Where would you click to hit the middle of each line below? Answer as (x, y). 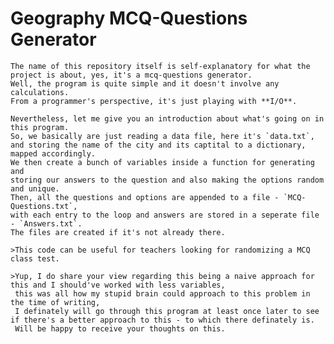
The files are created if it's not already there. (118, 232)
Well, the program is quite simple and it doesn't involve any (145, 83)
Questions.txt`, (44, 206)
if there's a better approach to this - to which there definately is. (162, 320)
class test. (35, 258)
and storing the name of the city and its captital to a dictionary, (158, 145)
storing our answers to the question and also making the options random (167, 180)
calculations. (40, 92)
